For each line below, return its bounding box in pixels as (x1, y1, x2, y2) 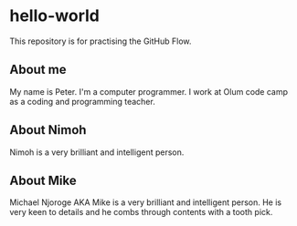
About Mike (9, 172, 78, 188)
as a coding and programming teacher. (9, 96, 155, 107)
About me (9, 62, 67, 77)
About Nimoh (9, 122, 87, 138)
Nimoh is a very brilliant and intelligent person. (9, 147, 185, 158)
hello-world (9, 5, 101, 26)
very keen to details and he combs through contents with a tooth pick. (9, 207, 273, 218)
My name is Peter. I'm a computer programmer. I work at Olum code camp (9, 86, 289, 97)
